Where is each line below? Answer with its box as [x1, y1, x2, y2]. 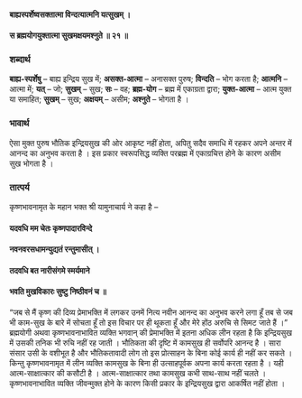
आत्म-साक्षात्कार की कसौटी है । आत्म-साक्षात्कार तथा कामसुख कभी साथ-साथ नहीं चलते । [9, 368, 267, 379]
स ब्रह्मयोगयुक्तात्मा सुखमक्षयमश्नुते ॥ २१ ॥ [9, 30, 129, 42]
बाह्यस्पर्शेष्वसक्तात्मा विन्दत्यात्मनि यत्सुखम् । [9, 9, 131, 20]
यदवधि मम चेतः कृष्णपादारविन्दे [9, 223, 93, 234]
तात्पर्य [9, 180, 30, 193]
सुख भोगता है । [9, 158, 54, 169]
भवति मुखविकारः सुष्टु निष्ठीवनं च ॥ [9, 286, 106, 297]
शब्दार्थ [9, 53, 31, 66]
